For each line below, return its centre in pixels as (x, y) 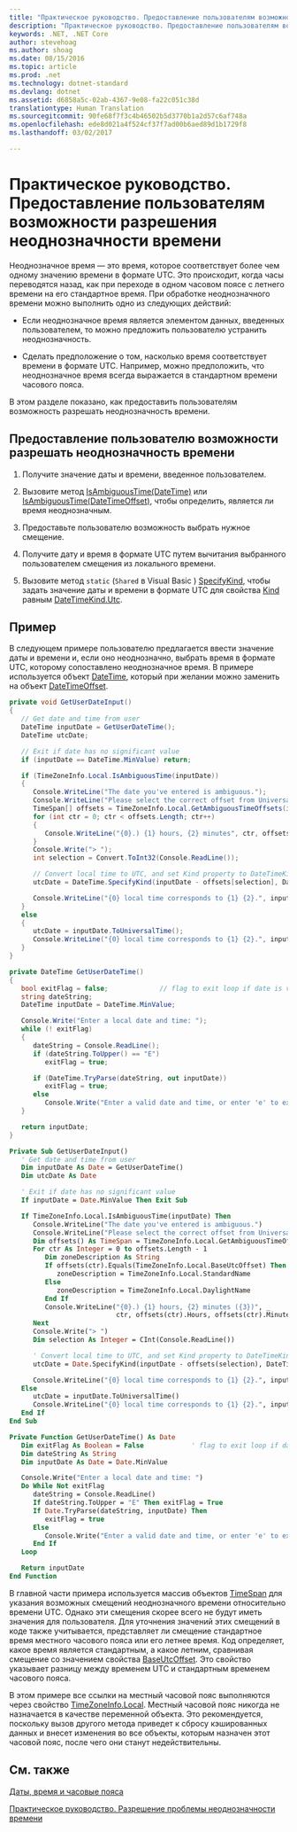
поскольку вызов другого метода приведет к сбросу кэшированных (138, 1723)
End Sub (23, 1422)
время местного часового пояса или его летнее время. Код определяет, (147, 1640)
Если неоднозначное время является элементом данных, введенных (153, 320)
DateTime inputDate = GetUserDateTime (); (98, 728)
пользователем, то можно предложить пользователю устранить (144, 330)
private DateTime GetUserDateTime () (76, 971)
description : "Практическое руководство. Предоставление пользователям (144, 26)
